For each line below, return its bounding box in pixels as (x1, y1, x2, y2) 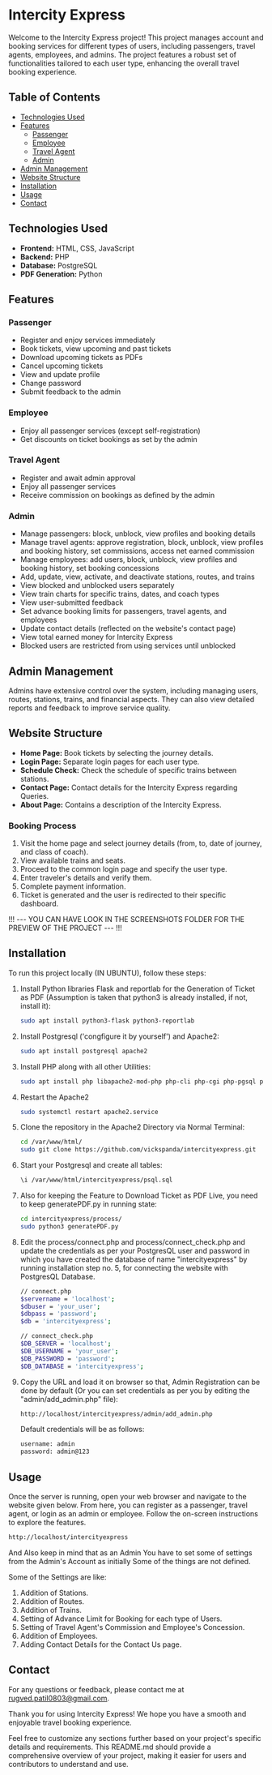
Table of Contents (8, 91, 101, 105)
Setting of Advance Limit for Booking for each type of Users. (19, 1614, 223, 1623)
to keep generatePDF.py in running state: (19, 1199, 158, 1209)
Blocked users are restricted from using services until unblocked (19, 641, 236, 650)
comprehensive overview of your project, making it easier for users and (8, 1750, 247, 1760)
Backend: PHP (19, 251, 70, 261)
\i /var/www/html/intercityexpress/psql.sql (19, 1176, 173, 1185)
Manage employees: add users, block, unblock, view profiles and (19, 555, 237, 564)
